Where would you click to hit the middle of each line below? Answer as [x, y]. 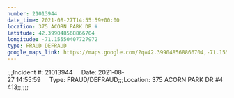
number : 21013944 [32, 14]
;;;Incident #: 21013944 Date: [52, 72]
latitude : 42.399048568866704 [51, 33]
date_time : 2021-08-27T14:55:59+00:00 [63, 20]
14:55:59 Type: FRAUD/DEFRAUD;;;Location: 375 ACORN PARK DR [115, 79]
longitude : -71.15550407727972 [53, 40]
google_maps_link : [34, 53]
